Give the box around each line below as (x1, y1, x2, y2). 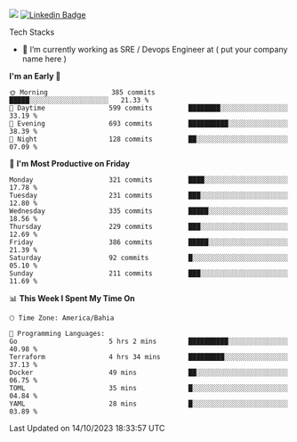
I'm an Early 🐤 (9, 71, 61, 81)
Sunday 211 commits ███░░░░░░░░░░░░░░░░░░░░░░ (9, 269, 289, 278)
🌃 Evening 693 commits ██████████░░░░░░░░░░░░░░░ (9, 119, 289, 128)
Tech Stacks (9, 27, 55, 37)
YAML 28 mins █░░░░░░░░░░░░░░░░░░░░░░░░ (9, 399, 289, 408)
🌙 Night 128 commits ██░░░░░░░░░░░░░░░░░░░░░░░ (9, 135, 289, 143)
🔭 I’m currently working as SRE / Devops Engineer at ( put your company (21, 45, 288, 54)
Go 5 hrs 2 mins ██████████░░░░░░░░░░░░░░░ (9, 337, 289, 346)
